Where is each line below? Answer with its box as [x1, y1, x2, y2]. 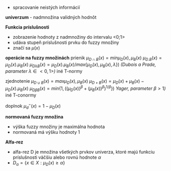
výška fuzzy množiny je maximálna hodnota [12, 124, 105, 130]
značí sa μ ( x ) [12, 45, 40, 51]
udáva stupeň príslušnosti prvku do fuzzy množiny [12, 39, 119, 45]
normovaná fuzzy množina [5, 114, 64, 120]
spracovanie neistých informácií [12, 5, 80, 10]
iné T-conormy [5, 92, 37, 98]
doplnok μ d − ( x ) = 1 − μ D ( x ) [5, 102, 61, 110]
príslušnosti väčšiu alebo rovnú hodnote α [12, 154, 101, 160]
